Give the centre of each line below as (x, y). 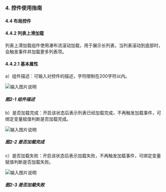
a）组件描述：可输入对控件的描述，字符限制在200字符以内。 (67, 76)
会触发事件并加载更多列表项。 (36, 52)
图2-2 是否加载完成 (25, 142)
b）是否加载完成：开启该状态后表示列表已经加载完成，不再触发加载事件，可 (83, 113)
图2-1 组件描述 (20, 99)
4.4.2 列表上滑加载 (24, 33)
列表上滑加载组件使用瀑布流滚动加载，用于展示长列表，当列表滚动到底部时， (84, 45)
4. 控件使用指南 (24, 8)
